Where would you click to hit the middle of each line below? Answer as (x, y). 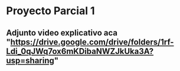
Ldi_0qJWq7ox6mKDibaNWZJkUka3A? (80, 51)
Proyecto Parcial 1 (51, 11)
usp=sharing (30, 60)
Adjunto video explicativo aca (62, 33)
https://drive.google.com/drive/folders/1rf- (92, 42)
